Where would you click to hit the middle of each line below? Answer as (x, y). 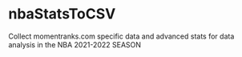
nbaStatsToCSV (62, 14)
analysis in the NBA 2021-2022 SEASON (75, 44)
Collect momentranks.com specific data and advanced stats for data (121, 36)
